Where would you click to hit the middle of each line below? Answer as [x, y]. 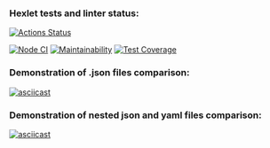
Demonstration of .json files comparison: [99, 73]
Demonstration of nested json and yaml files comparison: [135, 115]
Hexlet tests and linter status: [74, 13]
